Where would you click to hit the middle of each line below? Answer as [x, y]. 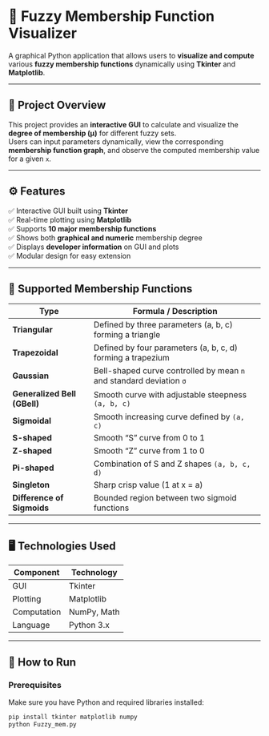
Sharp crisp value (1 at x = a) [148, 485]
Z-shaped [32, 451]
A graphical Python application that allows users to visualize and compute [131, 55]
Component [36, 573]
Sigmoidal [32, 421]
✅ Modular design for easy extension [70, 255]
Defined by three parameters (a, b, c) [163, 325]
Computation [37, 612]
